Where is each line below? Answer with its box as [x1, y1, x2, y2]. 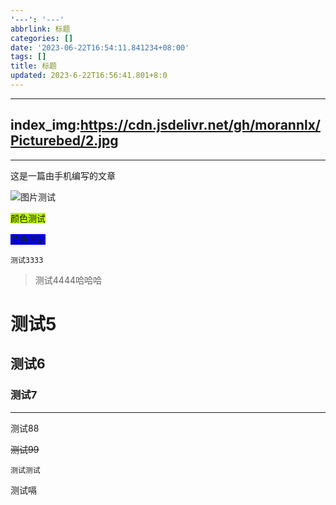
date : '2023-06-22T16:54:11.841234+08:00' [10, 42, 190, 53]
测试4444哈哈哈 [34, 274, 102, 286]
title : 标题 [10, 61, 57, 71]
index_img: [10, 117, 81, 134]
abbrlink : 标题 [10, 24, 71, 34]
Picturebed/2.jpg [10, 132, 119, 150]
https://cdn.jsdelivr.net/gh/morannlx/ [79, 117, 321, 134]
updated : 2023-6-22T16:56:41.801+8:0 [10, 71, 168, 81]
